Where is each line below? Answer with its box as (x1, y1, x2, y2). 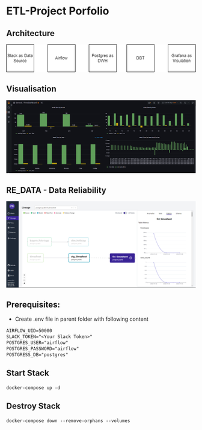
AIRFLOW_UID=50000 (6, 327, 52, 334)
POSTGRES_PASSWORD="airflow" (6, 345, 79, 352)
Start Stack (6, 368, 49, 378)
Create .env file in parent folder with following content (14, 315, 149, 322)
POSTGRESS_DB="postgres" (6, 351, 69, 358)
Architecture (6, 28, 55, 38)
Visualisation (6, 84, 57, 94)
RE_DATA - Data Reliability (6, 185, 106, 195)
